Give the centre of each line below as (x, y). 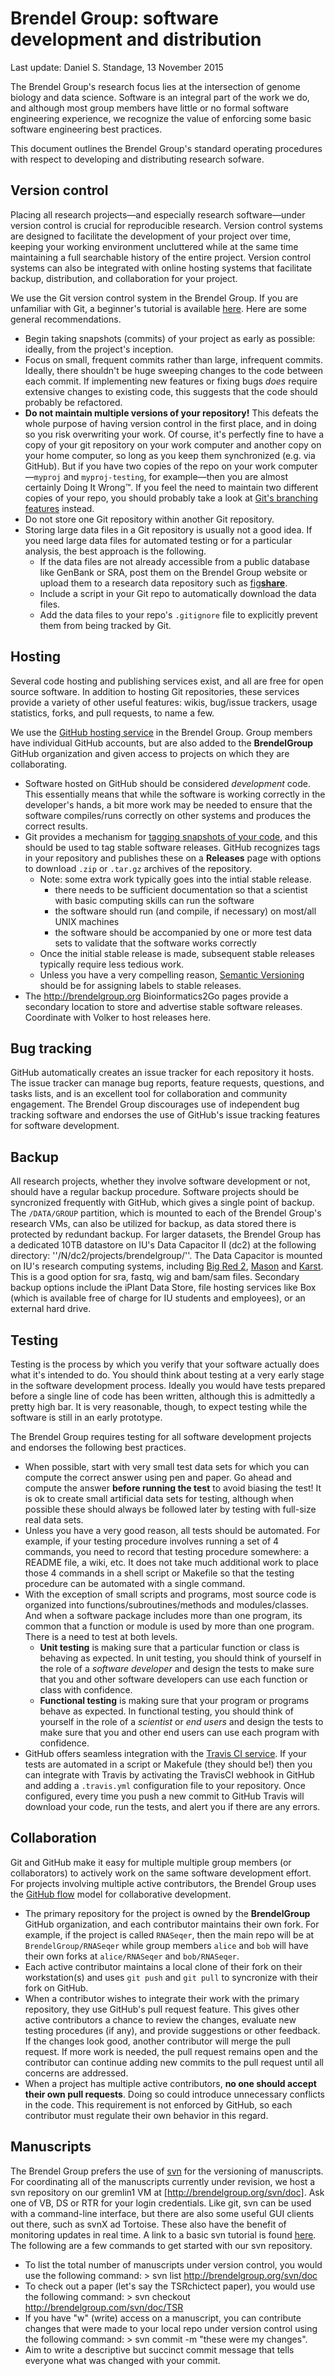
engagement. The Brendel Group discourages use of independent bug (155, 1104)
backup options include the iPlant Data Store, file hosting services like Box (163, 1288)
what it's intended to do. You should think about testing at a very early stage (167, 1375)
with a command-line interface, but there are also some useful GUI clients (162, 2213)
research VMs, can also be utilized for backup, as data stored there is (153, 1224)
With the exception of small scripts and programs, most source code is (170, 1594)
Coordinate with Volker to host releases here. (118, 1017)
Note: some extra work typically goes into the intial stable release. (175, 879)
